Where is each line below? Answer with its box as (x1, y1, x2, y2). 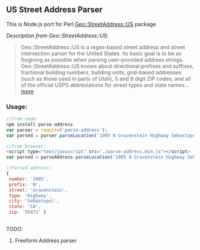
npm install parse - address (6, 121, 73, 127)
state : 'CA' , (8, 204, 42, 210)
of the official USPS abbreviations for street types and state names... (20, 81, 189, 88)
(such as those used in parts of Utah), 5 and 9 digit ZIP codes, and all (20, 75, 191, 82)
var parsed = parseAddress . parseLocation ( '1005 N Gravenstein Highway (6, 154, 185, 160)
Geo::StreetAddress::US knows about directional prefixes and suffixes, (20, 62, 194, 69)
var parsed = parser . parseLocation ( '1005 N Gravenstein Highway (6, 132, 169, 138)
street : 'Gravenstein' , (8, 187, 68, 193)
